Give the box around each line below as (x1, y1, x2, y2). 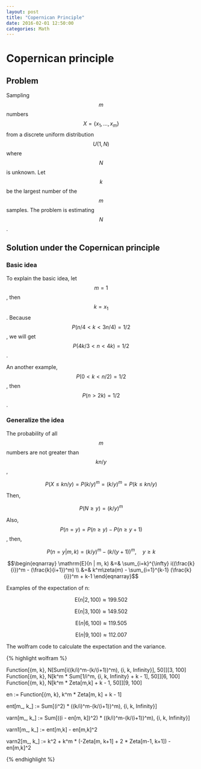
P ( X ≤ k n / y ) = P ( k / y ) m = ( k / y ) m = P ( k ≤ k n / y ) (45, 479, 158, 487)
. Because (6, 314, 31, 321)
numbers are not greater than (6, 448, 79, 456)
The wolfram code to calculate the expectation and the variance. (6, 643, 167, 650)
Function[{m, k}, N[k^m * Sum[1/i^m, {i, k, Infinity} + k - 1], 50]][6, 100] (6, 672, 181, 680)
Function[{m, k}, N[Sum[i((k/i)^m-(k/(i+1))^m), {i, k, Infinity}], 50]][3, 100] (6, 666, 187, 674)
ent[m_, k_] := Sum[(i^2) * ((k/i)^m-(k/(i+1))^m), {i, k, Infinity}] (6, 702, 158, 710)
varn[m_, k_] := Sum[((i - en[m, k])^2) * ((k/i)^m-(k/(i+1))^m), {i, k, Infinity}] (6, 714, 191, 721)
